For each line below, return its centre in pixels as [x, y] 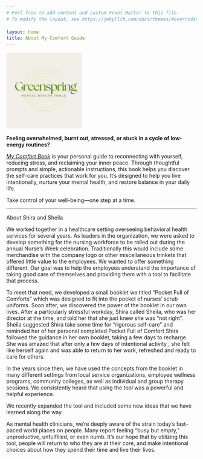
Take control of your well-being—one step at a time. [71, 200]
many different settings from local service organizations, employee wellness [101, 375]
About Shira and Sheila [35, 218]
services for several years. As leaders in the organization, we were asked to [101, 236]
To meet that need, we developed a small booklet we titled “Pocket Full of [98, 293]
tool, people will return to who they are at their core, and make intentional [97, 443]
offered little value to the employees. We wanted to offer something [90, 262]
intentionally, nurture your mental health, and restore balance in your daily [98, 182]
